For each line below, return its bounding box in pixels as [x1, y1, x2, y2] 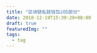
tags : [6, 32, 20, 38]
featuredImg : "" [6, 26, 48, 32]
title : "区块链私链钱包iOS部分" [6, 9, 81, 15]
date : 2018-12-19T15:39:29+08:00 [6, 15, 92, 21]
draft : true [6, 20, 37, 26]
